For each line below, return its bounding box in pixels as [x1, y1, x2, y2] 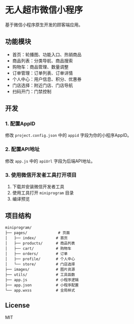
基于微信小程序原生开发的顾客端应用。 [5, 22, 83, 28]
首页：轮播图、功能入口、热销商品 [12, 51, 82, 57]
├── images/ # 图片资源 [5, 267, 75, 272]
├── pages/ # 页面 [5, 230, 70, 235]
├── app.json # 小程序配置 [5, 283, 79, 288]
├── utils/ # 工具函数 [5, 272, 75, 277]
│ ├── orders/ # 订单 [5, 251, 68, 256]
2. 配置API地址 [5, 146, 40, 153]
